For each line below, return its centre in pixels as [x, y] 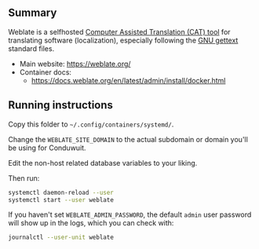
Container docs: [46, 72]
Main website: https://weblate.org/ [75, 64]
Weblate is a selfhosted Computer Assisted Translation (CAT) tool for [119, 31]
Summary [33, 13]
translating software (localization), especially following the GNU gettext [123, 40]
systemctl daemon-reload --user [61, 192]
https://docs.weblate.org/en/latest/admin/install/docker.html [128, 80]
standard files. [31, 48]
